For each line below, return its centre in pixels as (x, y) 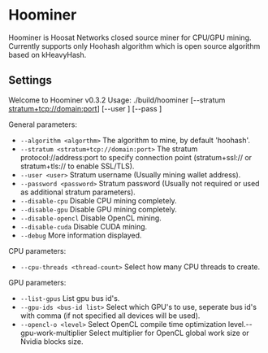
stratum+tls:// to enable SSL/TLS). (77, 166)
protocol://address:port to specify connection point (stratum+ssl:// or (136, 157)
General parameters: (43, 124)
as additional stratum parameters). (78, 192)
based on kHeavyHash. (48, 54)
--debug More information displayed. (81, 235)
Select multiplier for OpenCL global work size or (169, 333)
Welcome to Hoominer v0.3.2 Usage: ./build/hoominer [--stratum (117, 100)
